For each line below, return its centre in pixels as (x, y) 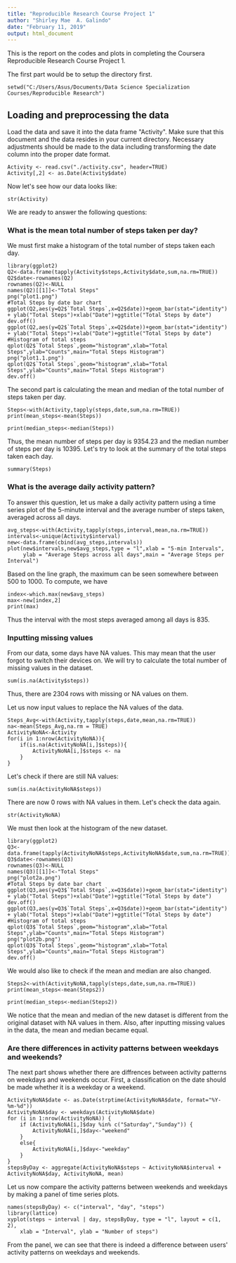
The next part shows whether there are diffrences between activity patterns (117, 1073)
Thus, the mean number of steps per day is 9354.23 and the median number (118, 441)
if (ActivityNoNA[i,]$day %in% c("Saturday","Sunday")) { (106, 1125)
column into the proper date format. (59, 155)
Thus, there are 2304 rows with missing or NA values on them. (98, 693)
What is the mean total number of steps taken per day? (103, 230)
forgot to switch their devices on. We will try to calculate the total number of (117, 660)
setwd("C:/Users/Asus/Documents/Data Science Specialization (99, 87)
